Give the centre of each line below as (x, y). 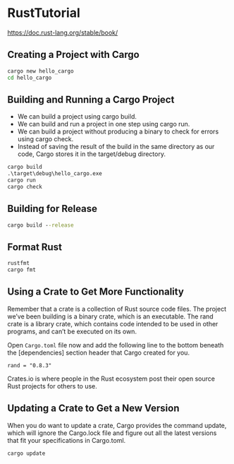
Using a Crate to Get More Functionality (96, 292)
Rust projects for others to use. (52, 386)
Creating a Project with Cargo (73, 55)
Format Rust (35, 247)
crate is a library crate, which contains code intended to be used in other (113, 323)
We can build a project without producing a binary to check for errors (118, 131)
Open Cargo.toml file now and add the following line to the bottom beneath (116, 345)
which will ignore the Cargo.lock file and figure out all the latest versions (112, 433)
